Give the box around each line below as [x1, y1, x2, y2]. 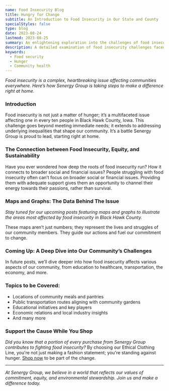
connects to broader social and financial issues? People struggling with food [5, 169, 163, 175]
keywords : [5, 49, 26, 54]
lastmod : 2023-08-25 [5, 36, 49, 41]
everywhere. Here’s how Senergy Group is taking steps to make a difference [5, 83, 163, 89]
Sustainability [5, 152, 40, 159]
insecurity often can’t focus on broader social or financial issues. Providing [5, 174, 160, 180]
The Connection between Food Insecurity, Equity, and [5, 146, 140, 153]
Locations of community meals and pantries [12, 293, 104, 299]
